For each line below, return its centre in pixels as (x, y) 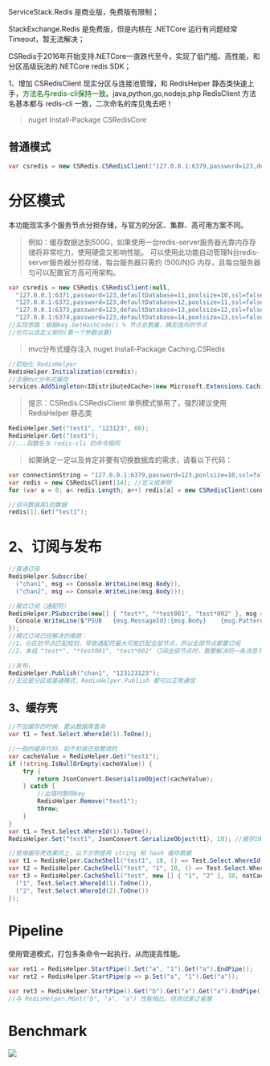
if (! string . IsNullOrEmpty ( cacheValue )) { (80, 764)
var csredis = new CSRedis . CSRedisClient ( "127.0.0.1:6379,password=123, (133, 166)
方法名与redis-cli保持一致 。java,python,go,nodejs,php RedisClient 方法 (140, 94)
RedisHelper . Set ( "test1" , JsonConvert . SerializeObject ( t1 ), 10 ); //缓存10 (135, 839)
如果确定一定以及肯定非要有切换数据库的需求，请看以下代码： (130, 460)
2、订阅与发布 (55, 547)
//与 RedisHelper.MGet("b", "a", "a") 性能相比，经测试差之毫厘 (110, 999)
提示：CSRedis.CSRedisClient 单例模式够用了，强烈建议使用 (127, 403)
